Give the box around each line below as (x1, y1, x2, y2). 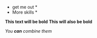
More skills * (12, 9, 38, 15)
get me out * (12, 4, 38, 10)
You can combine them (5, 28, 52, 34)
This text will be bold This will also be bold (5, 19, 93, 24)
